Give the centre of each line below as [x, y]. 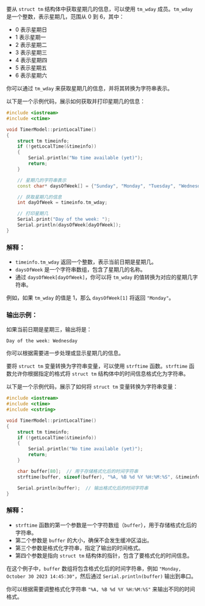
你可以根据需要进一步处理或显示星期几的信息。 [65, 353]
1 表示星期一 [31, 37]
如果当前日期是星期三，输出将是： [49, 330]
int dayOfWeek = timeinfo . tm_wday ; [63, 203]
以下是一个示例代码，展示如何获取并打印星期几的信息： [76, 101]
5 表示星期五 [31, 68]
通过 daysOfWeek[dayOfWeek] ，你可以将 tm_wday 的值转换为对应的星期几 [104, 277]
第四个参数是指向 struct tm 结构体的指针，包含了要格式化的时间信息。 [104, 555]
